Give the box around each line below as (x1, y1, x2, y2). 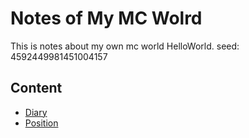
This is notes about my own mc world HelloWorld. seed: (10, 40, 240, 52)
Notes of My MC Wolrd (10, 7, 203, 30)
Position (24, 117, 59, 129)
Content (10, 80, 63, 97)
